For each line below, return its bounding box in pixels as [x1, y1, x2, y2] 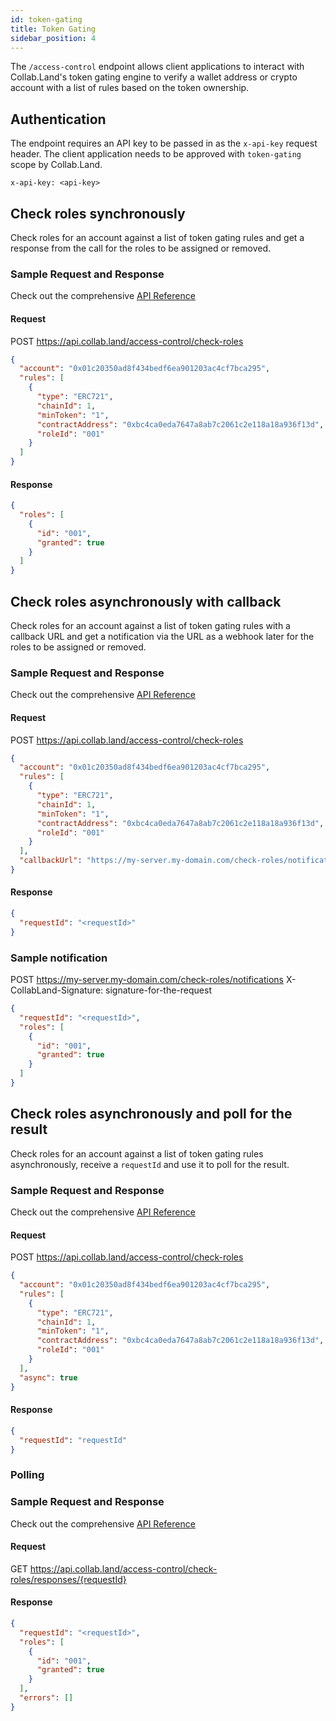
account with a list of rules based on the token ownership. [10, 82, 250, 94]
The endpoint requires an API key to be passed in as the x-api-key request [10, 137, 318, 150]
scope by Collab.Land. [10, 159, 103, 171]
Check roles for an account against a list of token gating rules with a [10, 620, 291, 632]
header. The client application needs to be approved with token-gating [10, 148, 302, 160]
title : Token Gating [10, 24, 97, 34]
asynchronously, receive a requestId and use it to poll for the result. [10, 1158, 290, 1170]
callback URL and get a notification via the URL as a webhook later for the [10, 631, 315, 643]
